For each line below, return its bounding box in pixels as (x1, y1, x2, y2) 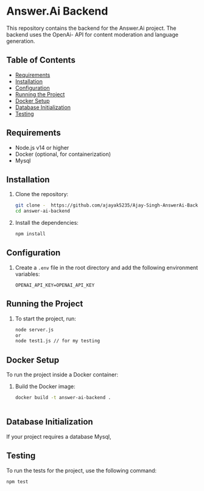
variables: (15, 270, 40, 278)
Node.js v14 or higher (15, 144, 69, 151)
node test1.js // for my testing (15, 338, 100, 344)
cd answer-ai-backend (15, 208, 70, 214)
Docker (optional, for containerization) (15, 150, 111, 158)
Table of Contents (6, 55, 76, 65)
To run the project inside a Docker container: (6, 371, 119, 378)
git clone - (15, 202, 46, 208)
